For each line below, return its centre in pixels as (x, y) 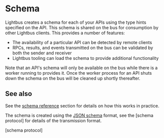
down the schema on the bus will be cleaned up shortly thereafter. (73, 78)
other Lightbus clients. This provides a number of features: (65, 33)
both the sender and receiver (42, 53)
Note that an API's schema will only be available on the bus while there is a (81, 68)
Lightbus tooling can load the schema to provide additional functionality (85, 58)
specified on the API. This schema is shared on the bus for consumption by (82, 27)
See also (19, 94)
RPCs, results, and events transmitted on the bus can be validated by (83, 47)
